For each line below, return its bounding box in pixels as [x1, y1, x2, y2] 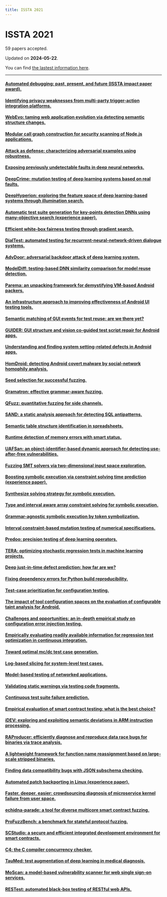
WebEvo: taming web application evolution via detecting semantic [5, 114, 145, 120]
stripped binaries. [17, 756, 56, 762]
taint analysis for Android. [5, 604, 61, 610]
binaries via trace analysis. [5, 739, 62, 745]
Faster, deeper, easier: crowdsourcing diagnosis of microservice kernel [5, 790, 156, 796]
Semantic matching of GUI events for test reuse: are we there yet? [5, 315, 144, 322]
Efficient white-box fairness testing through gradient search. [5, 226, 134, 232]
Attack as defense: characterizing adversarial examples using [5, 148, 136, 154]
